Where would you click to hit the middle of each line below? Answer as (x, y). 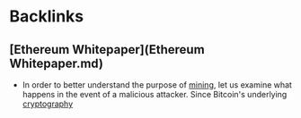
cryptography (48, 104)
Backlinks (47, 17)
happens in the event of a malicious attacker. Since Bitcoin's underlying (155, 94)
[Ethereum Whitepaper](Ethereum (107, 50)
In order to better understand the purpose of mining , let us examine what (157, 85)
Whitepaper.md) (56, 63)
